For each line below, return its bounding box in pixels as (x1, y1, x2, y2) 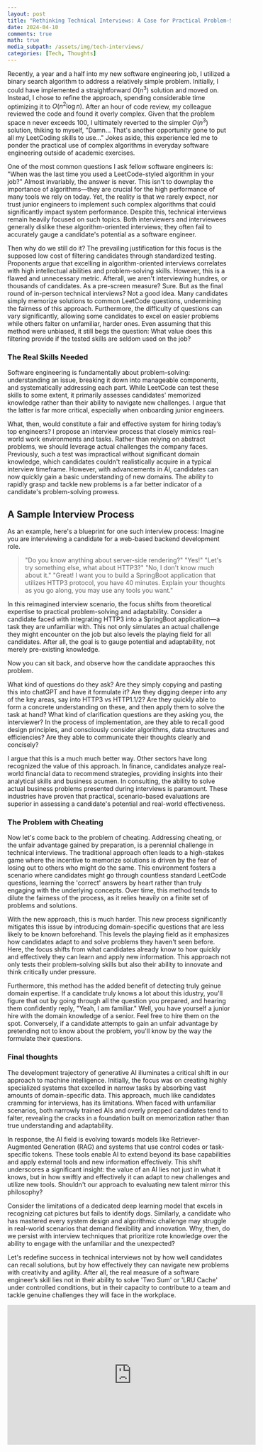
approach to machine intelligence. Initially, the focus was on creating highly (7, 1076, 228, 1084)
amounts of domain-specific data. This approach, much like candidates (7, 1091, 216, 1099)
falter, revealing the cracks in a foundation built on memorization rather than (7, 1113, 230, 1122)
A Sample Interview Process (7, 508, 135, 520)
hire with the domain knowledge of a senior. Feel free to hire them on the (7, 1012, 220, 1020)
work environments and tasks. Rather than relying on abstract (25, 435, 206, 444)
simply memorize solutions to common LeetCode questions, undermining (7, 296, 221, 305)
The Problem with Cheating (7, 817, 103, 827)
